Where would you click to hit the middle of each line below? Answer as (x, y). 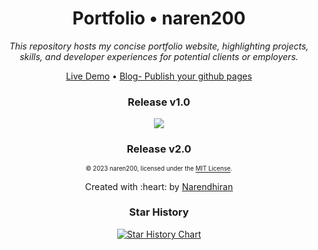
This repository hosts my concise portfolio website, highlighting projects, (159, 46)
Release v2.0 (159, 149)
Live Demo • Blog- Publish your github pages (159, 76)
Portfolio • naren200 (159, 18)
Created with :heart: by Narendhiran (159, 186)
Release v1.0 (159, 102)
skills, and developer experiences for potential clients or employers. (159, 56)
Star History (159, 212)
